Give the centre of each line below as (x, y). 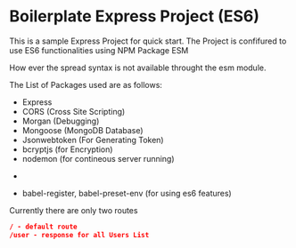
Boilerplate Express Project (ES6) (135, 16)
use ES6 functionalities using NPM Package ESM (99, 50)
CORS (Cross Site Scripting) (74, 111)
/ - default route (43, 227)
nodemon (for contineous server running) (99, 158)
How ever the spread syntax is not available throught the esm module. (138, 68)
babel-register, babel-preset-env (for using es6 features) (127, 193)
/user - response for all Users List (79, 235)
